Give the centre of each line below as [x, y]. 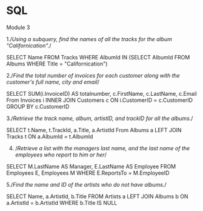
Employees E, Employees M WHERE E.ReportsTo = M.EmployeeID [88, 173]
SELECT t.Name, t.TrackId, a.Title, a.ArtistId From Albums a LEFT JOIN [94, 130]
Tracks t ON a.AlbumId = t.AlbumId [50, 136]
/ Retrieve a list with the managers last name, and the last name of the [102, 148]
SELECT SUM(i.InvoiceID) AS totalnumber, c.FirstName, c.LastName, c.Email [101, 93]
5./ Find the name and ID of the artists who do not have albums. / [86, 184]
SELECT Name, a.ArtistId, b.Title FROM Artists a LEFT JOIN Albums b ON [98, 196]
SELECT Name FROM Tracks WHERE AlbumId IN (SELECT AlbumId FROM [98, 57]
